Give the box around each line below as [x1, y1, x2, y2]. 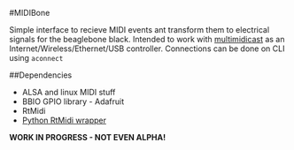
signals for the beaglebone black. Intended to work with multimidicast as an [9, 34, 285, 44]
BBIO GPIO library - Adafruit [21, 96, 125, 107]
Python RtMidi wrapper [21, 115, 106, 125]
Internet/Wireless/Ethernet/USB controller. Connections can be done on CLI [9, 43, 285, 54]
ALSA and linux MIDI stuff [21, 87, 116, 97]
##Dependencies [9, 70, 73, 80]
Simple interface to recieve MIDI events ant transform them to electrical [9, 25, 270, 34]
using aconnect [9, 53, 64, 63]
